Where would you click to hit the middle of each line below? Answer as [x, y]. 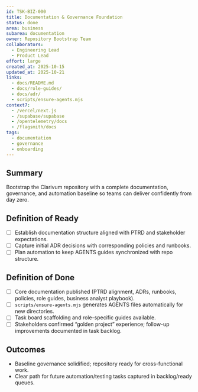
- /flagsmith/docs [34, 127]
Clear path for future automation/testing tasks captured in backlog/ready [103, 377]
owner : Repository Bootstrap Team [49, 39]
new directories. [34, 312]
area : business [25, 28]
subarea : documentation [35, 34]
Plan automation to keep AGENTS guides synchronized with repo [94, 252]
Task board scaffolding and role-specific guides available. [85, 318]
